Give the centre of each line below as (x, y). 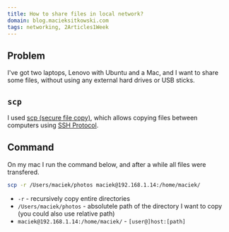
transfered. (24, 172)
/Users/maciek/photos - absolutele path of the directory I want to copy (120, 206)
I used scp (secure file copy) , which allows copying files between (102, 118)
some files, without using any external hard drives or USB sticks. (101, 80)
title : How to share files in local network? (75, 14)
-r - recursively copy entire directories (74, 198)
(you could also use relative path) (66, 214)
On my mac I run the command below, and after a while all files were (107, 164)
